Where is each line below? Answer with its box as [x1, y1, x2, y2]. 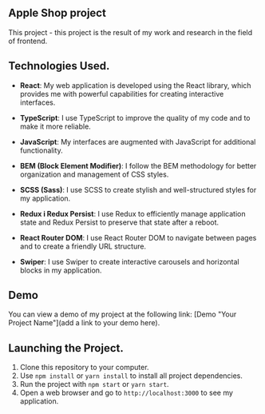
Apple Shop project [8, 6, 106, 20]
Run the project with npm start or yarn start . [19, 380, 169, 389]
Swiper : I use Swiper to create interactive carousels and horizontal [19, 257, 239, 266]
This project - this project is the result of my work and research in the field [8, 27, 253, 37]
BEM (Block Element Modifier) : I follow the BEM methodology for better [19, 161, 257, 170]
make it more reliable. [19, 121, 92, 131]
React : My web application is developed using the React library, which [19, 80, 251, 90]
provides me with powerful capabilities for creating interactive [19, 89, 224, 98]
